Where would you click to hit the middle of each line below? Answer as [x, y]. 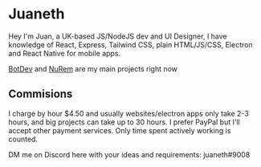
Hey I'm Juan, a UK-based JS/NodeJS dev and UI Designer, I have [118, 36]
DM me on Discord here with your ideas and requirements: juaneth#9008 [129, 154]
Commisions [41, 94]
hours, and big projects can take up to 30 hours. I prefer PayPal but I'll [124, 122]
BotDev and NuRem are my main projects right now [93, 68]
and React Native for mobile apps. [65, 53]
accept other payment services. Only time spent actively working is [120, 130]
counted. [23, 139]
